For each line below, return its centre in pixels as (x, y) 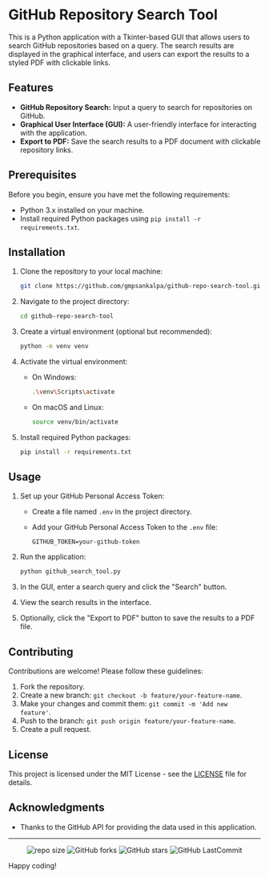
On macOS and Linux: (68, 407)
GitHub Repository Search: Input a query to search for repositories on (136, 107)
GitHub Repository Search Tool (113, 15)
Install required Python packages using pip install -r (110, 218)
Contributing (41, 652)
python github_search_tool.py (70, 571)
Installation (37, 252)
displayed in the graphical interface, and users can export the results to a (129, 54)
